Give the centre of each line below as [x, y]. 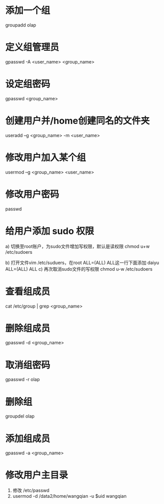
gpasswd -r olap [22, 380]
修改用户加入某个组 [46, 157]
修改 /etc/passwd [31, 490]
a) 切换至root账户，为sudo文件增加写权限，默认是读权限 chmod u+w [77, 246]
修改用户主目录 [37, 475]
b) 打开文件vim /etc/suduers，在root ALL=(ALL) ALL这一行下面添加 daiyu [82, 262]
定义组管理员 [32, 47]
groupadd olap [21, 25]
